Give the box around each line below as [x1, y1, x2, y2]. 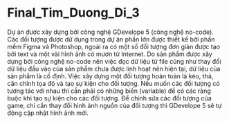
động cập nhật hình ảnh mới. [7, 109, 89, 117]
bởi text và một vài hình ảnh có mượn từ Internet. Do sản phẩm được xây [7, 50, 212, 58]
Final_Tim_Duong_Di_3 [7, 5, 140, 21]
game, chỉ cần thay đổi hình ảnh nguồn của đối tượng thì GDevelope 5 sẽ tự [7, 101, 222, 109]
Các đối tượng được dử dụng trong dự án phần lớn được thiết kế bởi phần [7, 35, 215, 43]
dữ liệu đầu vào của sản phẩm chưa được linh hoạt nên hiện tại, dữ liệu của [7, 64, 221, 73]
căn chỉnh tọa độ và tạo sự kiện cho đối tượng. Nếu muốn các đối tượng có [7, 79, 220, 87]
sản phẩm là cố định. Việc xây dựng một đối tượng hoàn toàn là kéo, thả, [7, 71, 214, 80]
